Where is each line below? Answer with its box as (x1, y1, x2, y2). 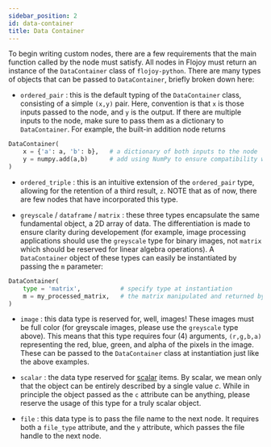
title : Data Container (8, 27, 85, 35)
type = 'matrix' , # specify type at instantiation (23, 284, 232, 293)
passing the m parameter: (19, 261, 103, 271)
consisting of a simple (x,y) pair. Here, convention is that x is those (19, 98, 244, 109)
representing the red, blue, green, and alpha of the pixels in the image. (19, 340, 254, 349)
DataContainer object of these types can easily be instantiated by (19, 253, 237, 262)
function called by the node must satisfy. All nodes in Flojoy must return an (8, 57, 257, 67)
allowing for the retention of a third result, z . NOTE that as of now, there (19, 186, 257, 195)
